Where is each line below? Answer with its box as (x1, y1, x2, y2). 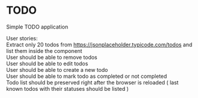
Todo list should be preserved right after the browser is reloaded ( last (6, 78, 179, 86)
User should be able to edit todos (6, 60, 89, 67)
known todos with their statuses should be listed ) (6, 85, 129, 92)
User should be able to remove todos (6, 53, 98, 61)
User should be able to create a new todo (6, 66, 108, 73)
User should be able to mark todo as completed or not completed (6, 72, 167, 80)
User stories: (6, 34, 38, 42)
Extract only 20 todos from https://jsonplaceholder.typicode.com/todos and (6, 41, 193, 48)
